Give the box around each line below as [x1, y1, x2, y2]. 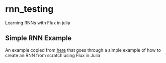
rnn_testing [5, 3, 54, 15]
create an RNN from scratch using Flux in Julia [5, 52, 100, 58]
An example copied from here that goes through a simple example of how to [5, 47, 161, 53]
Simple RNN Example [5, 34, 72, 42]
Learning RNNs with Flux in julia [5, 20, 71, 26]
